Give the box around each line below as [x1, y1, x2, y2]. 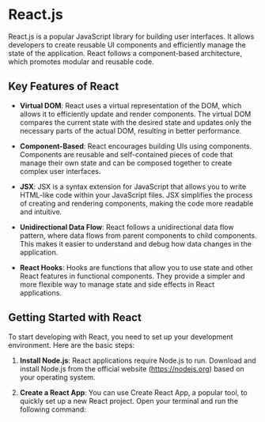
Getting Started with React [8, 311, 142, 325]
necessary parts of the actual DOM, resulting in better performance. [19, 126, 242, 135]
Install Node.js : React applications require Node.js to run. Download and [19, 356, 256, 365]
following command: [19, 405, 87, 414]
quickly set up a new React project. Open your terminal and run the [19, 396, 239, 405]
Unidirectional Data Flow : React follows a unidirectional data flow [19, 222, 234, 232]
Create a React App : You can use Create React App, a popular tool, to [19, 387, 248, 397]
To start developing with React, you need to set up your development [8, 332, 233, 341]
